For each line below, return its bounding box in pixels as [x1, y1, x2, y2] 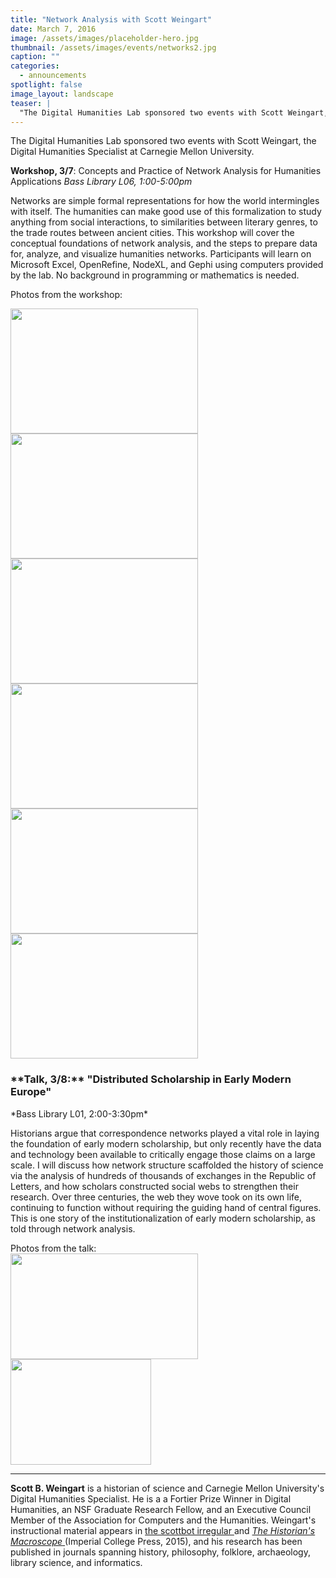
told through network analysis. [10, 1222, 136, 1235]
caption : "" [10, 52, 60, 62]
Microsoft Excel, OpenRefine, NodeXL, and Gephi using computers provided [10, 259, 324, 271]
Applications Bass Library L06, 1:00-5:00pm [10, 176, 193, 188]
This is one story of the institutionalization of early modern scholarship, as [10, 1212, 316, 1224]
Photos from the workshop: [10, 289, 123, 301]
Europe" [10, 1085, 52, 1099]
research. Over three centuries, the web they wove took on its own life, [10, 1191, 303, 1203]
